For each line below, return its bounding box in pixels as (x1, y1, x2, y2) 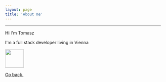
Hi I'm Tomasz (5, 30, 35, 36)
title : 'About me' (5, 12, 43, 17)
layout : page (5, 7, 32, 12)
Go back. (5, 72, 24, 78)
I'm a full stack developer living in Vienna (5, 39, 89, 45)
